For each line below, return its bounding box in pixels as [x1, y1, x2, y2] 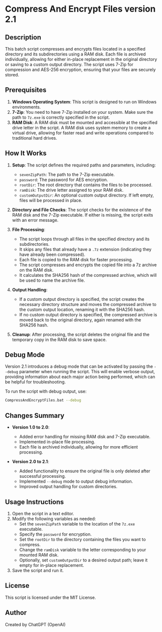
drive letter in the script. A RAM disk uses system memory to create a [12, 125, 151, 130]
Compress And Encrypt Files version [5, 3, 156, 15]
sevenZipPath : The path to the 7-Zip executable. [19, 171, 115, 177]
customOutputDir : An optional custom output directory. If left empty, [19, 192, 154, 198]
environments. [12, 104, 41, 110]
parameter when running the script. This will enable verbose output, [19, 369, 155, 375]
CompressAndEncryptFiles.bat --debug [5, 398, 81, 403]
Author [5, 609, 27, 617]
